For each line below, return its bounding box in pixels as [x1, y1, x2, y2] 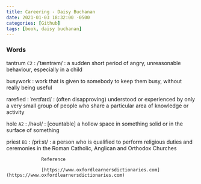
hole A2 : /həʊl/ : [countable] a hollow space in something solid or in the [6, 120, 184, 127]
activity [6, 108, 25, 115]
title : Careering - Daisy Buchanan [6, 8, 96, 15]
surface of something [6, 126, 60, 133]
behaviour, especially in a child [6, 66, 83, 73]
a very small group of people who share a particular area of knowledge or [6, 102, 189, 109]
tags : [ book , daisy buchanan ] [6, 25, 82, 32]
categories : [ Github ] [6, 20, 61, 26]
